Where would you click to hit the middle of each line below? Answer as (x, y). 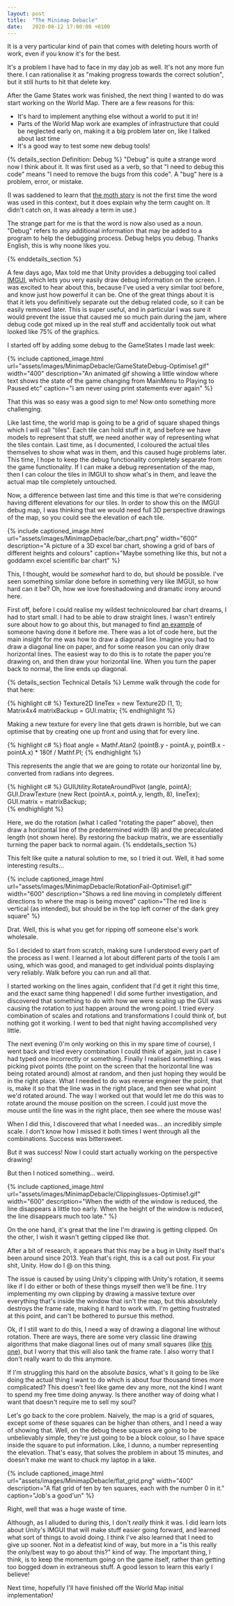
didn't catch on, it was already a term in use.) (72, 210)
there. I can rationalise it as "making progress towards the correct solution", (116, 74)
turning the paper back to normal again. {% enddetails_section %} (102, 845)
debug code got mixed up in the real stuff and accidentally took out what (111, 324)
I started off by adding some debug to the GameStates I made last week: (111, 345)
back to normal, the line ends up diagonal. (68, 669)
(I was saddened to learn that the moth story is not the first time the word (112, 195)
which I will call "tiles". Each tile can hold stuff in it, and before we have (109, 430)
